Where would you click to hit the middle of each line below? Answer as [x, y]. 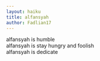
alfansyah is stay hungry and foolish [50, 46]
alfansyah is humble [30, 40]
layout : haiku [24, 12]
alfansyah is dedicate [32, 52]
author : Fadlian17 [29, 23]
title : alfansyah [28, 17]
